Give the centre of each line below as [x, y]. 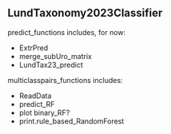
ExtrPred [34, 48]
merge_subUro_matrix [56, 56]
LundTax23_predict [51, 65]
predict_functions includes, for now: [67, 32]
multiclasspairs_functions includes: [65, 80]
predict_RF [37, 104]
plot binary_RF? [44, 112]
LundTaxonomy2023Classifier [85, 13]
